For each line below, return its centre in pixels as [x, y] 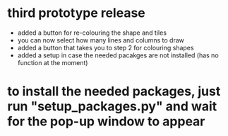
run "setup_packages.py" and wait [112, 107]
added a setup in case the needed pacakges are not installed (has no [118, 55]
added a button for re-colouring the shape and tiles [92, 33]
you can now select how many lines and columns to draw [101, 40]
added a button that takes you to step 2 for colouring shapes [106, 47]
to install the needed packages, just [114, 92]
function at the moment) [53, 62]
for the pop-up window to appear [106, 121]
